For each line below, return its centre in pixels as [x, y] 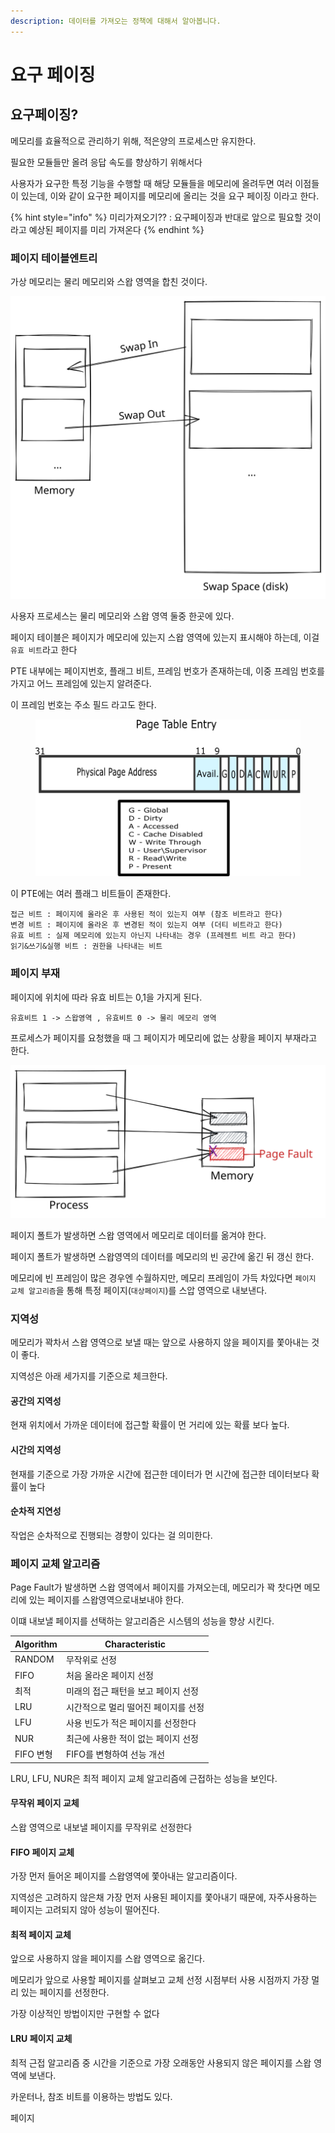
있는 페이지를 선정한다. [65, 1992]
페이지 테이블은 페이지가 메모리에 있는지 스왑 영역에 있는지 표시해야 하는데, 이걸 [165, 637]
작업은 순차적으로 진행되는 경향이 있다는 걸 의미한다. [111, 1535]
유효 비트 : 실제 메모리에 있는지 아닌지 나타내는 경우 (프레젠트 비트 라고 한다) [153, 936]
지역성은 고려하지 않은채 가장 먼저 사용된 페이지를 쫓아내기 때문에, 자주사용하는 [164, 1897]
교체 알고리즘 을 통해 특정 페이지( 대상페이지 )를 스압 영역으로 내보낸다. [139, 1290]
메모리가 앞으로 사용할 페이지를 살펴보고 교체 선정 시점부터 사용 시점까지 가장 [160, 1980]
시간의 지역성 [36, 1449]
